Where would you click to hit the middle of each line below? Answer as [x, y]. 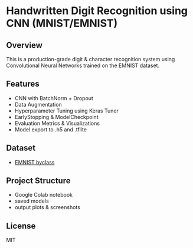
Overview [24, 45]
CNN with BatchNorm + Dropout [54, 98]
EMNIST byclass [35, 162]
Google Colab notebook [43, 195]
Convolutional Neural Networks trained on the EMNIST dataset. [83, 65]
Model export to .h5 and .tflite [51, 129]
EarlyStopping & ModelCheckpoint [56, 117]
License [21, 226]
